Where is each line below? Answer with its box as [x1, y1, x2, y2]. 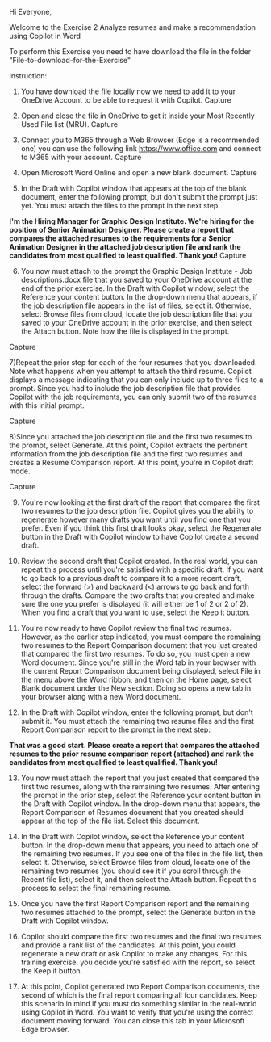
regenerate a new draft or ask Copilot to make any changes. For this [20, 949, 248, 958]
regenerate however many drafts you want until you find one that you [20, 515, 251, 524]
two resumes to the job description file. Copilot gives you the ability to [20, 506, 254, 515]
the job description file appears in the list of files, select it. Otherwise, [20, 300, 252, 310]
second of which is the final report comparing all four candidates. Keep [20, 990, 257, 1000]
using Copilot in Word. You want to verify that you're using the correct [20, 1007, 253, 1017]
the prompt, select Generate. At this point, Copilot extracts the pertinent [9, 440, 248, 450]
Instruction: [9, 71, 48, 80]
